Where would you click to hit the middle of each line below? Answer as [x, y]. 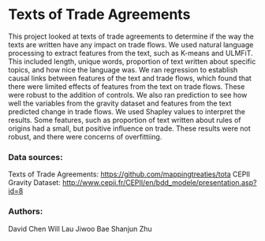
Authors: [26, 212]
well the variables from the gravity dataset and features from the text [120, 103]
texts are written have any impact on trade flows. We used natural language [131, 44]
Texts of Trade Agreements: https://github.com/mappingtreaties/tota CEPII [129, 174]
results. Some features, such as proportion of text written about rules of [125, 120]
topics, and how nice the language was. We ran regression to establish [123, 69]
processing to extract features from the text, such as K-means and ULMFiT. [131, 53]
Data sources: [35, 157]
